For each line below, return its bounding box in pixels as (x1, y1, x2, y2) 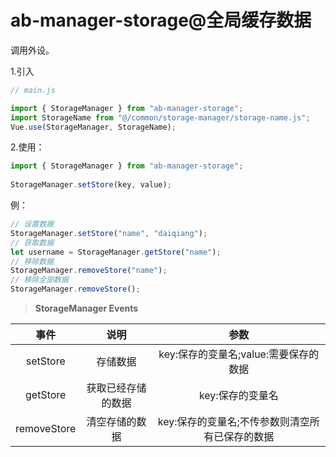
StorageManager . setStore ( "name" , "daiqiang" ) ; (10, 228, 208, 238)
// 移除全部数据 (10, 275, 69, 285)
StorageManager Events (34, 302, 139, 315)
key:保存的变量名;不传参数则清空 (157, 415, 310, 429)
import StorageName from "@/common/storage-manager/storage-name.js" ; (10, 112, 311, 123)
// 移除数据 (10, 256, 55, 266)
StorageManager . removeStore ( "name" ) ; (10, 266, 168, 276)
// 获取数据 (10, 237, 55, 248)
